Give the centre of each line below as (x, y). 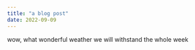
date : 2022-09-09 (32, 20)
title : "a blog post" (38, 13)
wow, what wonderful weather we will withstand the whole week (98, 39)
